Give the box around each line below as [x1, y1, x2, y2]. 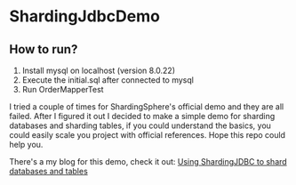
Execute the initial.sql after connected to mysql [21, 75, 194, 85]
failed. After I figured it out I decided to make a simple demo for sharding [9, 111, 276, 121]
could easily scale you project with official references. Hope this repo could [9, 130, 286, 140]
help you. [9, 140, 44, 149]
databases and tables [9, 166, 89, 176]
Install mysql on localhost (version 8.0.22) [21, 65, 176, 76]
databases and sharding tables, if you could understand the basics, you [9, 120, 271, 131]
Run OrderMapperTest [21, 84, 104, 94]
